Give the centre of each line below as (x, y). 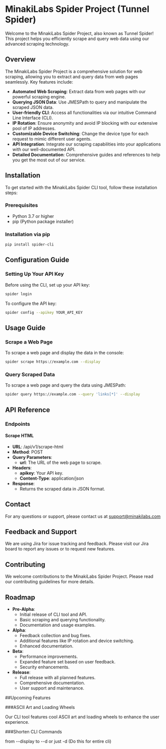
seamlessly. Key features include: (39, 82)
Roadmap (20, 597)
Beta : (18, 651)
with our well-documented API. (44, 149)
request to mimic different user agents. (52, 139)
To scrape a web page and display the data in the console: (65, 353)
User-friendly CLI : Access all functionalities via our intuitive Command (84, 112)
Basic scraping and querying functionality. (62, 619)
